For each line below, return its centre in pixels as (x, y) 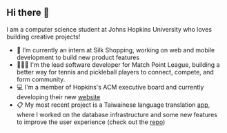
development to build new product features (78, 57)
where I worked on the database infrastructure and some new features (117, 114)
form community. (41, 79)
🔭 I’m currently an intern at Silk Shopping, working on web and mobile (116, 50)
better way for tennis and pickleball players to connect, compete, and (115, 72)
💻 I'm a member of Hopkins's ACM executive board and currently (110, 87)
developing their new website (58, 96)
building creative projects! (43, 37)
